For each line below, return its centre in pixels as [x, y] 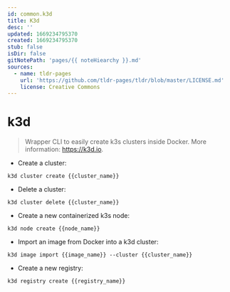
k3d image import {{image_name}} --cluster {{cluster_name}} [100, 255]
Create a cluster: [42, 163]
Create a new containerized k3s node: [74, 216]
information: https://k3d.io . [64, 150]
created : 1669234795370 [43, 41]
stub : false [25, 47]
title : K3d [23, 21]
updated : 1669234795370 [43, 34]
